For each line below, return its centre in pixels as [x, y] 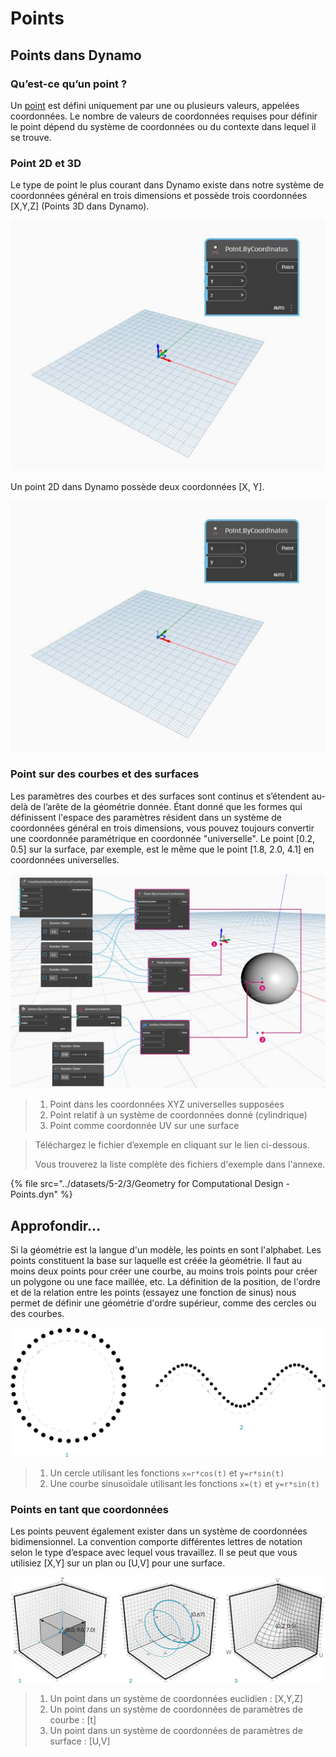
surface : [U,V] [80, 1741]
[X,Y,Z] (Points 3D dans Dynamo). [80, 206]
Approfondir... [56, 1225]
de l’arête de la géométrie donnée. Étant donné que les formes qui [166, 806]
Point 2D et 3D [46, 163]
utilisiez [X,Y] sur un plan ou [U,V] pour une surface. [118, 1563]
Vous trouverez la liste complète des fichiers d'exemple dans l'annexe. [180, 1164]
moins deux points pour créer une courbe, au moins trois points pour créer [164, 1271]
